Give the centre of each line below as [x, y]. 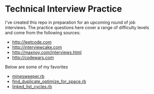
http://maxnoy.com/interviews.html [47, 52]
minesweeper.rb [28, 76]
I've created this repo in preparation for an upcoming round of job [70, 22]
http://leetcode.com [32, 42]
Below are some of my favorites [37, 67]
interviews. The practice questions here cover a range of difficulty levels [77, 27]
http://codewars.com [33, 57]
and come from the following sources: [43, 32]
